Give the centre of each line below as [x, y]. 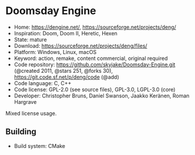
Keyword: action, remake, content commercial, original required [91, 58]
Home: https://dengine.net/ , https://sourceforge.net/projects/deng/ [95, 27]
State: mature [31, 39]
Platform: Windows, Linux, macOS [55, 52]
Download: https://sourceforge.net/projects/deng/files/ [80, 46]
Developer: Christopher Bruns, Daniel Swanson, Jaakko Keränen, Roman [102, 96]
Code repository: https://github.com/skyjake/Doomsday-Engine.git [95, 64]
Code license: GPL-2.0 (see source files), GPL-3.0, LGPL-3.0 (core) [95, 89]
